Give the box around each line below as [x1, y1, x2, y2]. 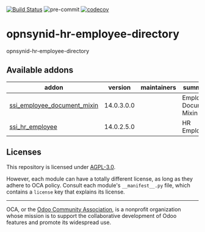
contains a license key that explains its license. [6, 188, 125, 195]
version [108, 83, 131, 92]
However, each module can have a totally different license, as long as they [6, 175, 193, 183]
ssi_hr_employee [9, 122, 58, 131]
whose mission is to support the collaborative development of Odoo [6, 212, 177, 219]
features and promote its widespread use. [6, 219, 112, 226]
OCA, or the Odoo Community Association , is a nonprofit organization [6, 205, 181, 213]
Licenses [6, 147, 41, 158]
